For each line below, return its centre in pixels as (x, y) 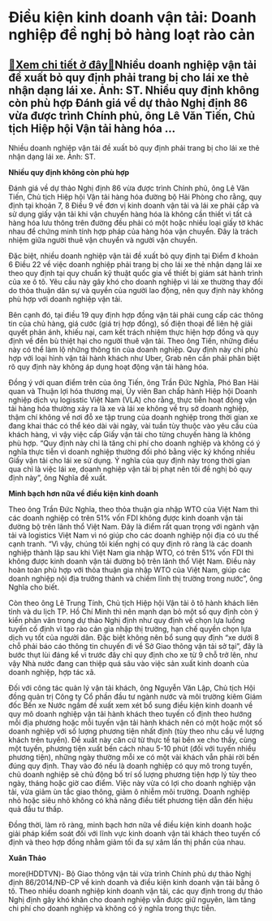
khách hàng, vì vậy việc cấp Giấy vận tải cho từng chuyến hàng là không (130, 434)
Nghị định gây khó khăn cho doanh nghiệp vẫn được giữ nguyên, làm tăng (132, 899)
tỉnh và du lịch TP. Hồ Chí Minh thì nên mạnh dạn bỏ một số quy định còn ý (134, 612)
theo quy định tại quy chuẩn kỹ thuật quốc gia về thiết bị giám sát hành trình (136, 273)
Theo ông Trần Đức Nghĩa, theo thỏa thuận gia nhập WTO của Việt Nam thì (134, 509)
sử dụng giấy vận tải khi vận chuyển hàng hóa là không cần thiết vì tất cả (130, 214)
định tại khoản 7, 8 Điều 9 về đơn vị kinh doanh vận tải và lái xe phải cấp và (134, 205)
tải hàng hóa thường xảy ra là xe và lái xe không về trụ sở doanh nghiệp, (129, 408)
